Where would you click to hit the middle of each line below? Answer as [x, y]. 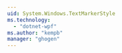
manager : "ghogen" [33, 39]
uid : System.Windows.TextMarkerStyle [61, 13]
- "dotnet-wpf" [35, 26]
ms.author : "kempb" [35, 33]
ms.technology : [29, 20]
